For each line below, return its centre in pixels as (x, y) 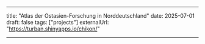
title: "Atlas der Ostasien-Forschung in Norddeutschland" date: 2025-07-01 (101, 16)
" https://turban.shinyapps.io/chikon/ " (53, 29)
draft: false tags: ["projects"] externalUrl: (58, 22)
